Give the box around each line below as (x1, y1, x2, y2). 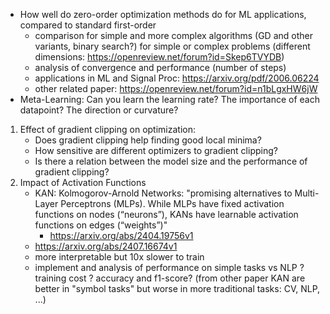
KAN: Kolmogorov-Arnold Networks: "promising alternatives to (34, 187, 293, 199)
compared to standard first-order (19, 19, 157, 31)
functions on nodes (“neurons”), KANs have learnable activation (34, 209, 299, 220)
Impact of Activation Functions (19, 177, 147, 188)
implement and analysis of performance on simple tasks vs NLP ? (34, 262, 305, 273)
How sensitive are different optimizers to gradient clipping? (34, 145, 278, 156)
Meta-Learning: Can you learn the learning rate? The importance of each (19, 94, 321, 105)
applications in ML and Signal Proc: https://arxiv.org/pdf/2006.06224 (34, 72, 320, 84)
